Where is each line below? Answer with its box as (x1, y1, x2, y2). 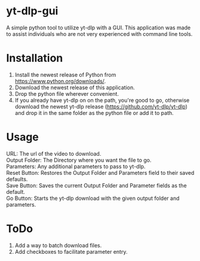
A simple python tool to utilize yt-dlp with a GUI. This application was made (6, 24, 191, 31)
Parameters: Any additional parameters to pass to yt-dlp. (6, 163, 146, 170)
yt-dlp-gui (6, 4, 59, 18)
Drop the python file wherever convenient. (14, 90, 119, 97)
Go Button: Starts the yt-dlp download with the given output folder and (6, 195, 180, 202)
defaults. (6, 175, 28, 183)
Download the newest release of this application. (14, 84, 136, 91)
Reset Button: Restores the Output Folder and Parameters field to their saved (6, 169, 195, 176)
